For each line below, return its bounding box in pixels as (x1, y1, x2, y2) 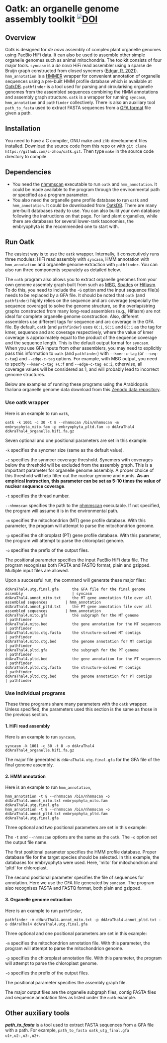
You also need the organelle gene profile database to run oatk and (12, 197, 148, 203)
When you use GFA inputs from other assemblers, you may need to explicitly (5, 345, 162, 351)
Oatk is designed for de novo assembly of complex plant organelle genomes (5, 47, 162, 52)
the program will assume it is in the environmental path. (5, 508, 119, 514)
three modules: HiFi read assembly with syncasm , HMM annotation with (5, 256, 150, 262)
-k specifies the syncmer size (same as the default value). (5, 447, 124, 453)
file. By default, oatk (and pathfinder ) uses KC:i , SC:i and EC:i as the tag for (5, 324, 162, 330)
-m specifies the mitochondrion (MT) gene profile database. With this (5, 517, 146, 523)
